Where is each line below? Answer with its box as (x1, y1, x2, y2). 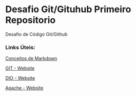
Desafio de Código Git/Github (5, 31, 68, 37)
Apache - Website (5, 85, 44, 91)
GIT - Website (5, 65, 35, 72)
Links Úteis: (5, 44, 36, 51)
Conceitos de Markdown (5, 55, 57, 61)
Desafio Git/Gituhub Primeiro (5, 4, 131, 15)
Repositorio (5, 14, 56, 26)
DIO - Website (5, 75, 35, 81)
